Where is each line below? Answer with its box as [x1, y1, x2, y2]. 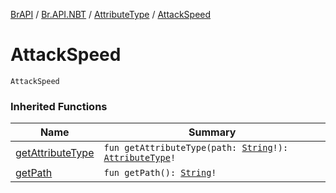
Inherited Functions [10, 99, 108, 113]
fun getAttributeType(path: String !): [103, 142, 289, 154]
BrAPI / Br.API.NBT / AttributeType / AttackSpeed [10, 9, 212, 20]
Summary [188, 125, 237, 139]
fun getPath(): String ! [103, 167, 217, 179]
